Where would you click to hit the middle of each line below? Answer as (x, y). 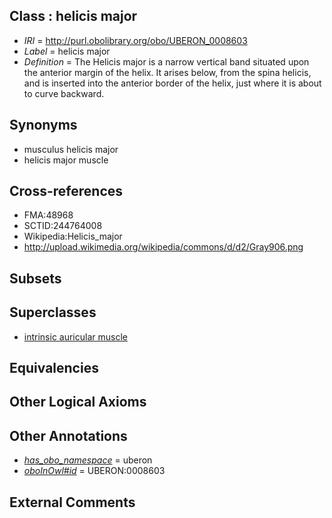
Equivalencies (54, 368)
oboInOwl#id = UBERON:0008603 (94, 471)
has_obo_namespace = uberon (88, 460)
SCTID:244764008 (63, 226)
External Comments (72, 502)
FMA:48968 (48, 215)
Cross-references (66, 191)
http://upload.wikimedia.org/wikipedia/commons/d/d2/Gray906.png (163, 247)
